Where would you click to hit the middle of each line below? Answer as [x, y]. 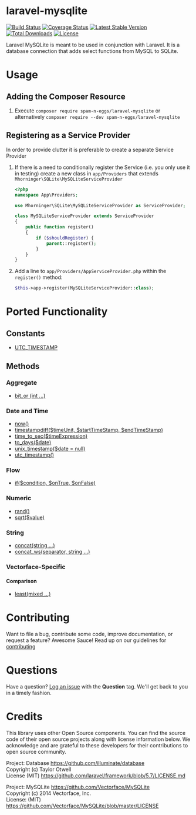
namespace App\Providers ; [46, 195]
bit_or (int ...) [30, 395]
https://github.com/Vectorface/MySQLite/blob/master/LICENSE [82, 806]
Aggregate [21, 382]
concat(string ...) [35, 545]
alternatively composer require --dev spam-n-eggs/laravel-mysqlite [97, 117]
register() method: [38, 277]
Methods [23, 366]
